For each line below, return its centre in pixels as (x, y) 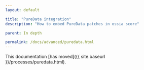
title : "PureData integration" (38, 19)
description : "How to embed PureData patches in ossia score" (72, 24)
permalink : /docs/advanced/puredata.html (50, 42)
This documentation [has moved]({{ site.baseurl (55, 57)
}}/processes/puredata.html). (36, 62)
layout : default (22, 10)
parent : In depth (24, 33)
